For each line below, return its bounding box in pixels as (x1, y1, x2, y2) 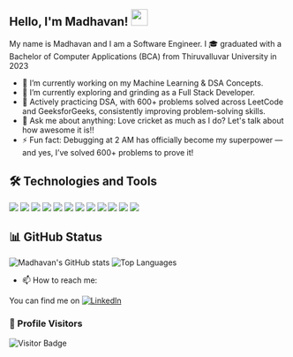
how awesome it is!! (21, 125, 94, 135)
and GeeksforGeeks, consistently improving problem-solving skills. (21, 105, 267, 116)
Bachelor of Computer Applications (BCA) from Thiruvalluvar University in (9, 50, 277, 62)
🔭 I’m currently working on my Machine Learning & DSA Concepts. (21, 77, 264, 88)
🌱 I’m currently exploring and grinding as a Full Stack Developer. (21, 87, 256, 97)
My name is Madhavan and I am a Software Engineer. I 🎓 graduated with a (9, 38, 282, 49)
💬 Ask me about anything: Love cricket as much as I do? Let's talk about (21, 115, 284, 125)
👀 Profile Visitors (9, 317, 83, 330)
